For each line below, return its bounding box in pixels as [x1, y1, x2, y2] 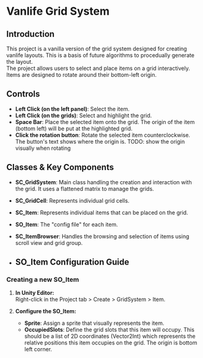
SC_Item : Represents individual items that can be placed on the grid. [15, 209, 188, 216]
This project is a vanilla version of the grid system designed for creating [6, 45, 188, 52]
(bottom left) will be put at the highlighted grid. [15, 125, 133, 132]
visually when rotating [15, 144, 72, 152]
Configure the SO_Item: [15, 308, 76, 315]
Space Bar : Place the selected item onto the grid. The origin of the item [15, 118, 195, 125]
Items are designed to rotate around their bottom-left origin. [6, 71, 157, 78]
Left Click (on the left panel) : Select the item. [15, 105, 130, 112]
